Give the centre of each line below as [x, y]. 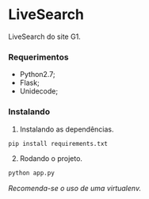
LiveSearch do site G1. [44, 36]
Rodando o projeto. [51, 159]
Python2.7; [37, 75]
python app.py [32, 173]
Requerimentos [38, 57]
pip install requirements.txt [58, 144]
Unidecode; [38, 91]
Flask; [29, 83]
